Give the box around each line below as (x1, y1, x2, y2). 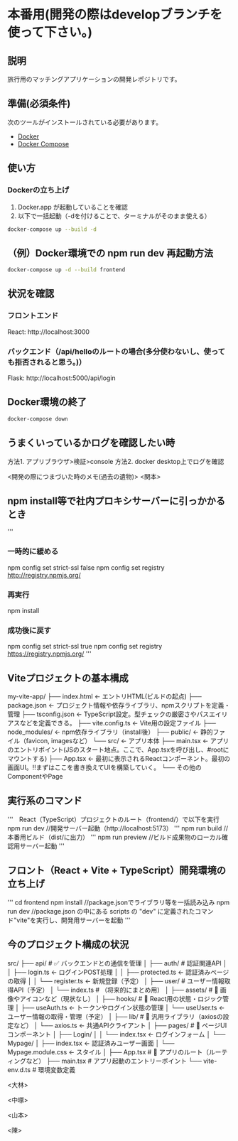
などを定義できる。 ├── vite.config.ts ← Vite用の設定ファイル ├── (19, 719, 217, 728)
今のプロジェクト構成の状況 (7, 939, 129, 951)
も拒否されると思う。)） (7, 357, 87, 367)
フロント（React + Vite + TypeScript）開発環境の (7, 865, 226, 877)
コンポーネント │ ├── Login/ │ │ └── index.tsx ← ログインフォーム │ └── (7, 1029, 226, 1038)
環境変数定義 (38, 1065, 76, 1074)
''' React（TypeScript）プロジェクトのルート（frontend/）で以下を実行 (7, 815, 220, 823)
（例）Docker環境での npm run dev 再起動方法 (7, 247, 214, 259)
